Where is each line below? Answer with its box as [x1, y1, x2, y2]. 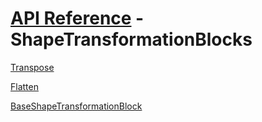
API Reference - [10, 7, 145, 30]
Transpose [10, 61, 55, 73]
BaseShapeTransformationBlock [10, 100, 143, 112]
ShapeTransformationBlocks [10, 28, 253, 51]
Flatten [10, 80, 39, 92]
